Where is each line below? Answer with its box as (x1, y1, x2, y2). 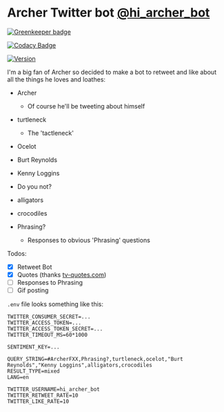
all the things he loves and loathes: (7, 75, 105, 84)
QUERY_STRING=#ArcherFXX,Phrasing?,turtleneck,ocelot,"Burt (7, 356, 184, 363)
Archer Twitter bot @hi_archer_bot (7, 5, 210, 21)
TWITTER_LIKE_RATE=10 (7, 398, 70, 405)
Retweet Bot (17, 263, 52, 271)
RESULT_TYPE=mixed (7, 368, 60, 375)
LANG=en (7, 374, 30, 381)
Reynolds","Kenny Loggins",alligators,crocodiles (7, 362, 153, 369)
